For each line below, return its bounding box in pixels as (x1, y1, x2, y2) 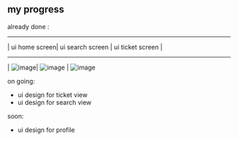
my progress (7, 4, 64, 16)
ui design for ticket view (17, 90, 88, 99)
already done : (7, 22, 50, 30)
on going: (7, 77, 35, 85)
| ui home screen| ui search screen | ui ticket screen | (7, 43, 163, 51)
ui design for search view (17, 98, 92, 106)
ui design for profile (17, 125, 76, 134)
